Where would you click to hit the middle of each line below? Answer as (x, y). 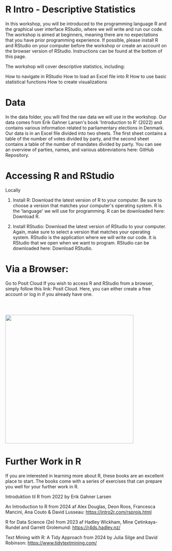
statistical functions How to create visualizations (56, 82)
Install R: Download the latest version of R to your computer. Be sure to (87, 200)
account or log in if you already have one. (49, 294)
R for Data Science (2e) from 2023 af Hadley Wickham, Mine (69, 522)
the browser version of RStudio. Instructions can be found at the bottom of (84, 51)
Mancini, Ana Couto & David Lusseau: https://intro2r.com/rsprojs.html (79, 512)
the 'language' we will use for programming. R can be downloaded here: (89, 211)
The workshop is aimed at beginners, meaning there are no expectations (82, 34)
